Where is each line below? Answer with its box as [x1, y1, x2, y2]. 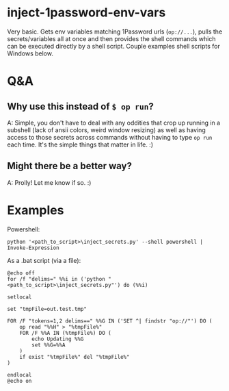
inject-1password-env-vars [7, 5, 166, 21]
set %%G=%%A [31, 341, 66, 349]
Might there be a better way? [7, 160, 132, 172]
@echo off [7, 269, 36, 277]
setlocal [7, 293, 32, 301]
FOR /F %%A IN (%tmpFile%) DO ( [19, 329, 111, 336]
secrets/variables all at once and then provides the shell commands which [7, 34, 216, 42]
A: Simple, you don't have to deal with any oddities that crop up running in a [7, 118, 221, 127]
